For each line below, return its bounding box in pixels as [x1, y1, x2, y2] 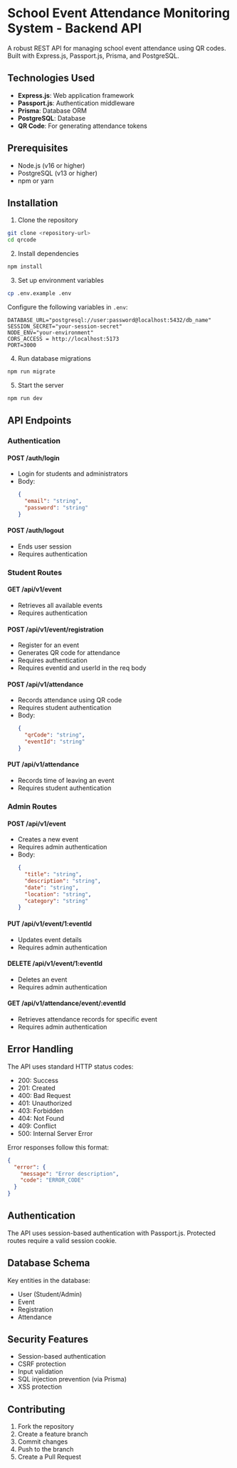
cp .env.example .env [7, 290, 72, 297]
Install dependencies [17, 249, 80, 258]
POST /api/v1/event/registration [7, 625, 105, 634]
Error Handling [7, 1043, 73, 1055]
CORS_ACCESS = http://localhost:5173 [7, 335, 120, 342]
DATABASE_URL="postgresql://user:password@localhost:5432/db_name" [7, 316, 212, 324]
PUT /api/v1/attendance [7, 760, 80, 769]
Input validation [17, 1367, 63, 1376]
